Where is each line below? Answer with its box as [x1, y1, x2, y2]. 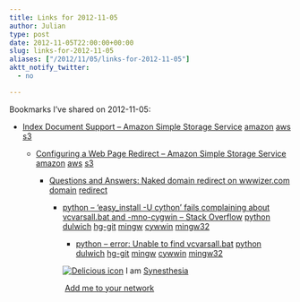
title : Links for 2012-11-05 [9, 13, 118, 22]
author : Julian [9, 22, 66, 30]
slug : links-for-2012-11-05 [9, 47, 115, 56]
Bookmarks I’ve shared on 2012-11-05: [9, 104, 151, 115]
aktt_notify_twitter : [9, 64, 90, 73]
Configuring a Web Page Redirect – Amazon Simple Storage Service [35, 148, 287, 159]
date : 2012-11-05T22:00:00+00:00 [9, 38, 134, 47]
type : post [9, 30, 50, 39]
